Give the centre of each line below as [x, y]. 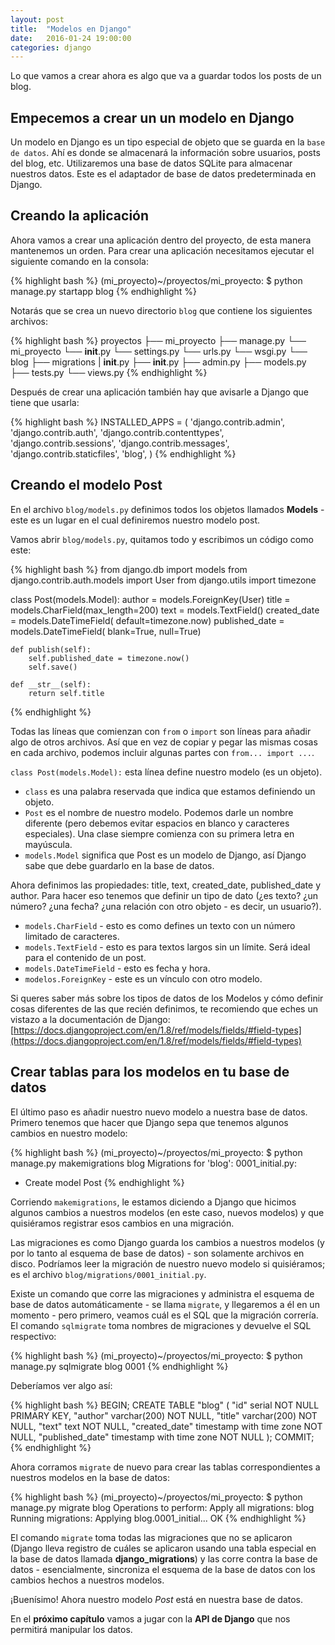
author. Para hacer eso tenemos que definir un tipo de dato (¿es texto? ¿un [164, 895]
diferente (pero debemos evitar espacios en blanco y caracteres [157, 823]
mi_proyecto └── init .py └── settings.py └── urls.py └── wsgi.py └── [159, 351]
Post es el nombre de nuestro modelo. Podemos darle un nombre [159, 812]
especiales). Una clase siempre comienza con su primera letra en [159, 833]
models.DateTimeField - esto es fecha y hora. [117, 968]
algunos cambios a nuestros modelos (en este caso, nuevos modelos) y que [167, 1212]
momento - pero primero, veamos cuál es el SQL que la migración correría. [164, 1315]
